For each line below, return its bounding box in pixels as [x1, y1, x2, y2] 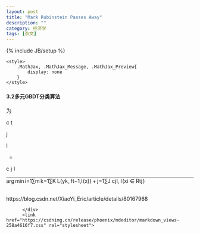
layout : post [6, 8, 39, 15]
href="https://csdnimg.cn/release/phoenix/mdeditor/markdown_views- [6, 217, 180, 223]
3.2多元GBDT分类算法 [6, 93, 61, 100]
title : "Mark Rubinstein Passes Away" [6, 14, 102, 20]
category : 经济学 [6, 25, 46, 32]
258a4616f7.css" [6, 223, 46, 229]
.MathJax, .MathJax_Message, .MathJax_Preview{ [17, 64, 137, 70]
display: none [27, 69, 62, 75]
